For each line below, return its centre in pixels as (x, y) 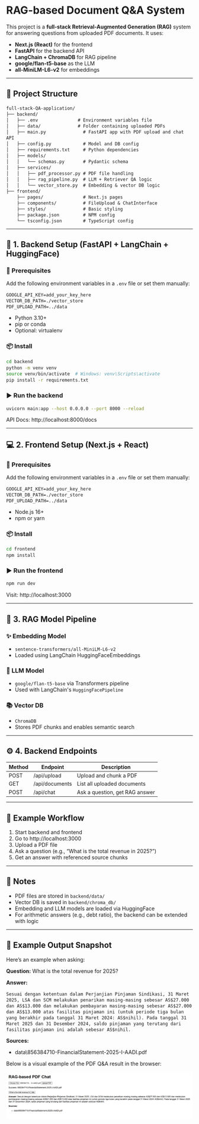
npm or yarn (30, 518)
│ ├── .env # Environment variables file (79, 120)
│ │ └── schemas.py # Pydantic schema (67, 161)
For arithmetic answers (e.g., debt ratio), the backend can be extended (101, 915)
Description (116, 767)
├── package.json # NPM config (66, 215)
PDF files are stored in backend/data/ (60, 896)
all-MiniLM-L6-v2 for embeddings (57, 69)
